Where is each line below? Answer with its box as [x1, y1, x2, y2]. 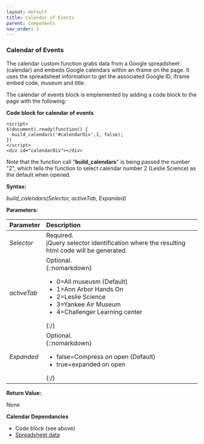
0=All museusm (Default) [56, 277, 128, 285]
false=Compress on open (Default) [56, 352, 156, 361]
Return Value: [6, 389, 42, 397]
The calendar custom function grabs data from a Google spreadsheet [6, 60, 180, 67]
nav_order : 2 [6, 26, 39, 32]
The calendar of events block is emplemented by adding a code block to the [6, 91, 197, 98]
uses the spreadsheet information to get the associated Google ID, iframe [6, 72, 190, 80]
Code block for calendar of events [6, 109, 94, 116]
